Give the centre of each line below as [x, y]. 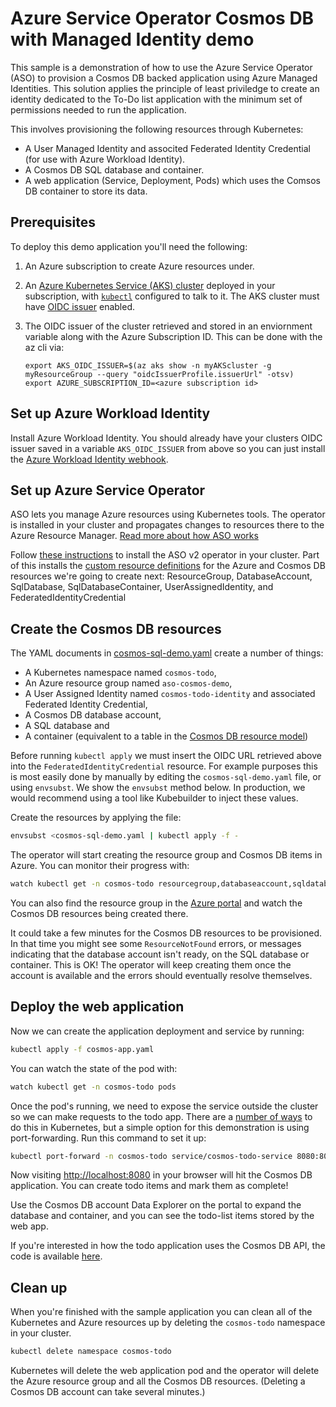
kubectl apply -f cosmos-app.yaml [82, 1049]
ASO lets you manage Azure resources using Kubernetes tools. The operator [168, 514]
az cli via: [44, 347]
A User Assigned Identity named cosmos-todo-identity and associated [170, 694]
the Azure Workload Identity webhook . [89, 459]
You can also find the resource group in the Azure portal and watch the [156, 903]
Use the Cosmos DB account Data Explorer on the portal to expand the [156, 1205]
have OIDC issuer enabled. [80, 306]
